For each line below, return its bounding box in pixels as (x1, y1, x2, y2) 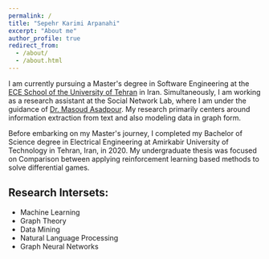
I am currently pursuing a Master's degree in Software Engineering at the (8, 78, 250, 88)
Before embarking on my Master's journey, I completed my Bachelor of (8, 128, 243, 138)
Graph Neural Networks (19, 241, 99, 251)
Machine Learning (19, 207, 80, 217)
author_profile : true (8, 34, 81, 43)
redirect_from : (8, 42, 59, 50)
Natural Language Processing (19, 232, 119, 242)
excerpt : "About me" (8, 27, 78, 35)
